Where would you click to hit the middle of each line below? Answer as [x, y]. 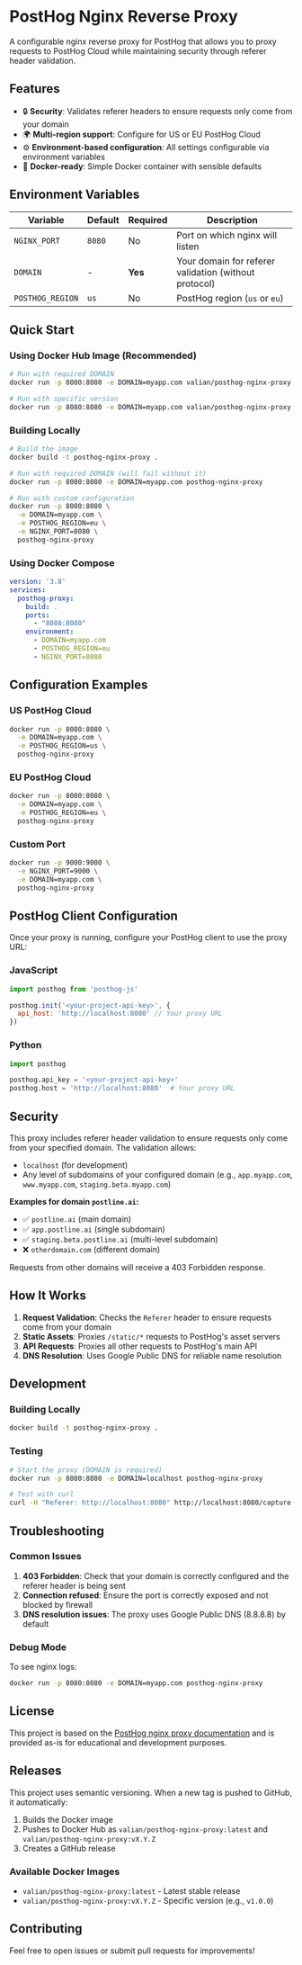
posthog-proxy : [46, 598]
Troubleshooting [57, 1531]
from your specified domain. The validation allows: [103, 1147]
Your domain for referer [226, 261]
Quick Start [42, 330]
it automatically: [39, 1802]
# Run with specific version [64, 399]
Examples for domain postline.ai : [74, 1201]
